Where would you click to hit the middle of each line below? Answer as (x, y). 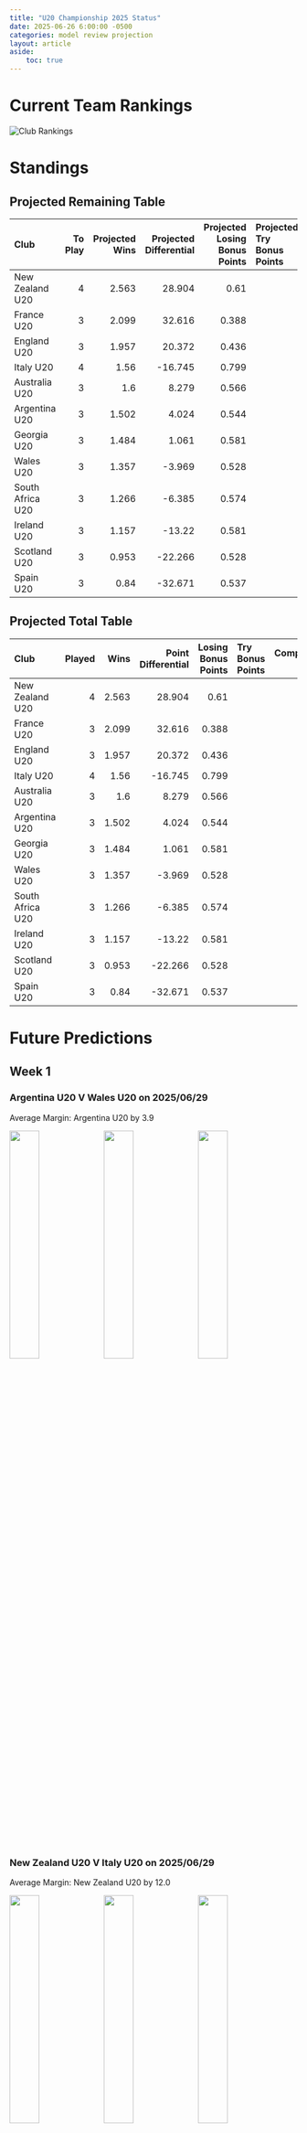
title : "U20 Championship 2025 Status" (85, 18)
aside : (22, 52)
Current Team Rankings (101, 106)
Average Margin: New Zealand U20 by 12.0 (90, 1882)
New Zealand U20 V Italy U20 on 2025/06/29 (112, 1862)
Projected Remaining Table (88, 202)
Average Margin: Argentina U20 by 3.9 (82, 1117)
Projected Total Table (71, 621)
